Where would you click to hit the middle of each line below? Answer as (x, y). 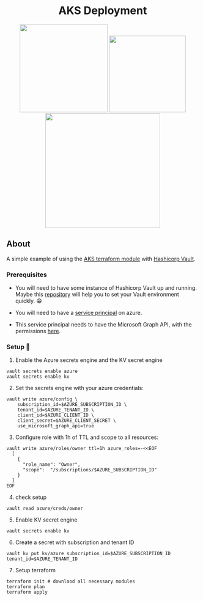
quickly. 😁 (29, 301)
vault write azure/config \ (42, 399)
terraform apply (27, 592)
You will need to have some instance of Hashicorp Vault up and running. (106, 288)
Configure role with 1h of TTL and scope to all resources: (87, 437)
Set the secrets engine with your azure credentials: (79, 388)
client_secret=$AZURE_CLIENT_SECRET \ (67, 421)
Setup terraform (35, 570)
